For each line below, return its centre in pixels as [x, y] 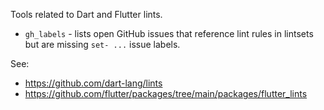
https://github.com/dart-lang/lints [93, 83]
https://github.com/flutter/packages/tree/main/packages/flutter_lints [166, 93]
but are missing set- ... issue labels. [102, 44]
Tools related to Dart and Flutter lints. [86, 14]
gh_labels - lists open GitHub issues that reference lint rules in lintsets [169, 33]
